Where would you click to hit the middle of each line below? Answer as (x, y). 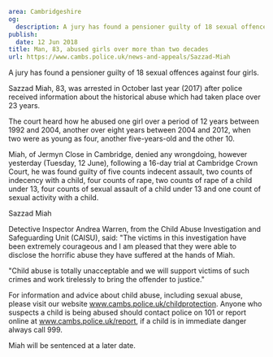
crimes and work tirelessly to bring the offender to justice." (107, 280)
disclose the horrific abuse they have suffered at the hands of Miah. (122, 255)
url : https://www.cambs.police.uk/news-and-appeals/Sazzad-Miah (119, 57)
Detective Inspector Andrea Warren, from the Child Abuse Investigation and (135, 229)
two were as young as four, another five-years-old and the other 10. (122, 139)
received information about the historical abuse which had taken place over (135, 97)
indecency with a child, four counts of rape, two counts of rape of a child (130, 181)
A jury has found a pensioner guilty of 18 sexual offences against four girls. (134, 72)
